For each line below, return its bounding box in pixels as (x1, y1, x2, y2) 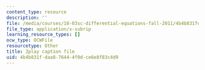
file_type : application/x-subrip (6, 26, 92, 32)
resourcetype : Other (6, 43, 59, 49)
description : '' (6, 15, 48, 21)
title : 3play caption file (6, 49, 75, 55)
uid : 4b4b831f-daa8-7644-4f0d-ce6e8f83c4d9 (6, 54, 119, 60)
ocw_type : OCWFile (6, 37, 53, 43)
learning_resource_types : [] (6, 32, 81, 38)
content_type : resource (6, 9, 67, 15)
